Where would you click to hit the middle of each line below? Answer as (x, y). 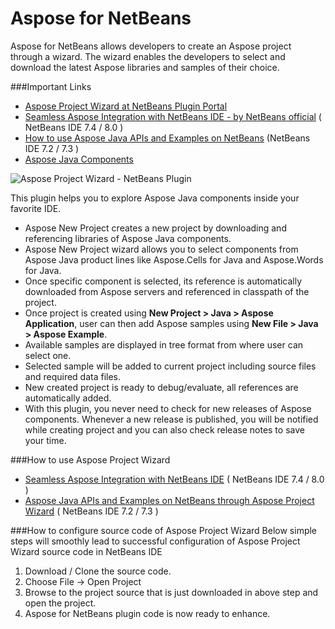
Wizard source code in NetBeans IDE (86, 551)
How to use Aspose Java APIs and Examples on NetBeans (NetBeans (167, 138)
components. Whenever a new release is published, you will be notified (171, 419)
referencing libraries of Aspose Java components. (128, 238)
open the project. (60, 603)
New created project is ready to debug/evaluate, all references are (161, 387)
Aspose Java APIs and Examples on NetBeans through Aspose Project (169, 500)
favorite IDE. (36, 208)
